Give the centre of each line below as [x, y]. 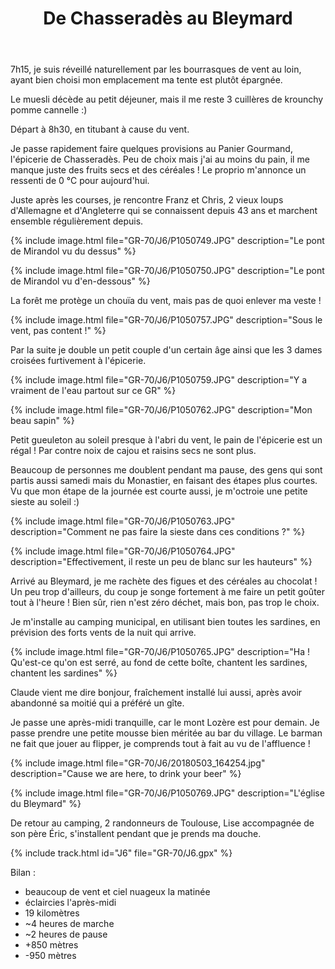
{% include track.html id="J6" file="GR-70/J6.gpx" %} [121, 853]
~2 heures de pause [66, 934]
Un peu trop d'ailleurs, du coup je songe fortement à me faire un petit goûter [168, 592]
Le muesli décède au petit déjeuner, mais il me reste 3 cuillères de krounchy [167, 99]
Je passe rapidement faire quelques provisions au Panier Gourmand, [151, 149]
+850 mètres [51, 945]
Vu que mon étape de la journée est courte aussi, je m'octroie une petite [159, 491]
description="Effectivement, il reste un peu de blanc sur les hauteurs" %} [161, 562]
